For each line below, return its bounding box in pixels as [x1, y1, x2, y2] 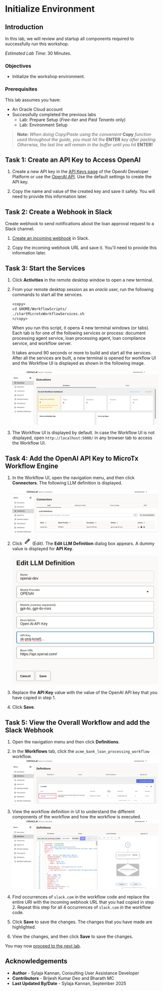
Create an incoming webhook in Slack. [12, 235, 90, 241]
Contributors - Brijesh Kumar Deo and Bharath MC [12, 975, 114, 981]
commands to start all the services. [12, 291, 83, 298]
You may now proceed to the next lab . [5, 943, 81, 949]
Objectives [5, 62, 32, 69]
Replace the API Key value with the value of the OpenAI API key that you [12, 690, 158, 696]
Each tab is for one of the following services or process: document [12, 330, 146, 336]
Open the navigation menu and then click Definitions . [12, 739, 120, 745]
